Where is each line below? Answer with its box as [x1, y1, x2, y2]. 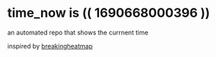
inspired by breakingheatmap [7, 42, 93, 50]
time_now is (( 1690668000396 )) [7, 5, 210, 21]
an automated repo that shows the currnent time [7, 28, 149, 37]
